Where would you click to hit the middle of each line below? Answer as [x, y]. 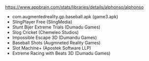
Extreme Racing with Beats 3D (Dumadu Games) [61, 53]
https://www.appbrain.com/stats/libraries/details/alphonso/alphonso [74, 7]
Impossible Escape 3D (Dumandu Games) [55, 37]
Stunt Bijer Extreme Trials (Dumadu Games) [56, 27]
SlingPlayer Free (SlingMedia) [42, 22]
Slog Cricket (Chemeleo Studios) [45, 32]
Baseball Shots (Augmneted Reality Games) [56, 43]
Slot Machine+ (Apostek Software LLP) [52, 48]
